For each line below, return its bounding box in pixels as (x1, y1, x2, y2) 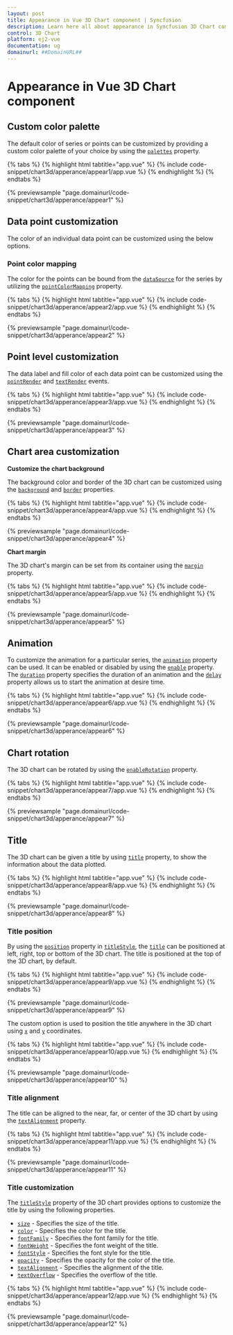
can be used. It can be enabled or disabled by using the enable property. (7, 663, 215, 671)
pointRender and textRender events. (7, 377, 110, 385)
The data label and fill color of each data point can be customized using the (7, 369, 223, 378)
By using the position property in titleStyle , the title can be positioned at (7, 942, 225, 951)
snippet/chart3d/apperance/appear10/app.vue (7, 1048, 140, 1056)
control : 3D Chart (7, 29, 60, 37)
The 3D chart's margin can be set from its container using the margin (7, 561, 204, 569)
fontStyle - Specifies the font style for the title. (17, 1248, 153, 1257)
